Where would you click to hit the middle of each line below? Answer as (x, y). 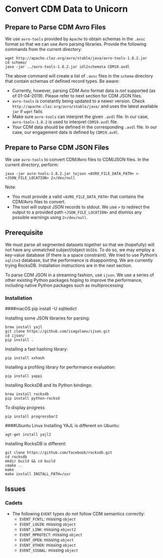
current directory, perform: (32, 165)
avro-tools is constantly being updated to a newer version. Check (79, 101)
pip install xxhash (25, 358)
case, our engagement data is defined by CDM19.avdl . (66, 132)
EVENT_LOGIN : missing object (48, 524)
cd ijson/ (15, 336)
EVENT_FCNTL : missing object (48, 519)
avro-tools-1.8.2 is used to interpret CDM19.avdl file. (65, 122)
